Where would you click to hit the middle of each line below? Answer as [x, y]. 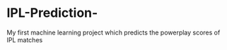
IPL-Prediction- [52, 13]
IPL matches [25, 39]
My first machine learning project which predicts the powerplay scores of [113, 32]
